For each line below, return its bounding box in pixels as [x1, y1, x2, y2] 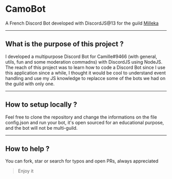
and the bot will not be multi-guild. [5, 125, 78, 131]
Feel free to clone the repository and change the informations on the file [5, 114, 157, 120]
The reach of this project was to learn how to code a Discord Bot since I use [5, 64, 165, 70]
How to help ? [5, 144, 50, 153]
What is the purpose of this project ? [5, 39, 124, 49]
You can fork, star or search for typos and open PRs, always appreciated [5, 158, 159, 164]
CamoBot [5, 3, 46, 15]
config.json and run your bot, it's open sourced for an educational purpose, [5, 119, 164, 126]
